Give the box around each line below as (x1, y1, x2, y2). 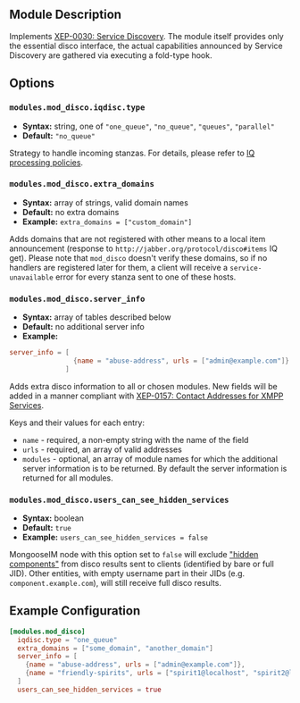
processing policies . (9, 156, 83, 168)
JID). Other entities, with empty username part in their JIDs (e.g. (9, 568, 246, 579)
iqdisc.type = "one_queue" (17, 635, 118, 644)
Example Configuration (9, 603, 141, 619)
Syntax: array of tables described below (21, 312, 171, 322)
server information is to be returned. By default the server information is (21, 463, 287, 473)
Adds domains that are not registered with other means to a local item (9, 233, 266, 244)
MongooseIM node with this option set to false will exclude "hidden (9, 549, 259, 560)
